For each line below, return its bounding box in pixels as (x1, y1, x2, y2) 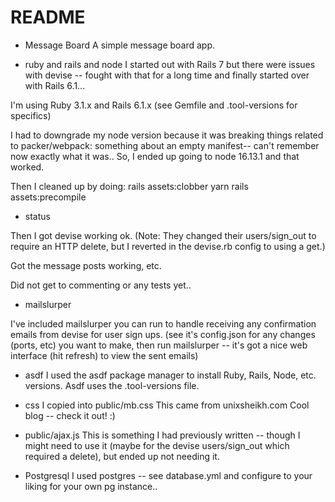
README (10, 6, 86, 29)
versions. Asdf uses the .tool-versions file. (24, 379, 200, 391)
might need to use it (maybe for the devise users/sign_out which (24, 439, 290, 451)
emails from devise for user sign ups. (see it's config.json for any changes (10, 328, 316, 340)
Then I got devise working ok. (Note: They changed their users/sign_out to (10, 229, 317, 241)
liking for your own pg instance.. (24, 480, 158, 492)
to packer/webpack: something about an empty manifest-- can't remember (10, 139, 320, 151)
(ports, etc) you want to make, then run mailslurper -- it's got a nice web (10, 339, 308, 351)
